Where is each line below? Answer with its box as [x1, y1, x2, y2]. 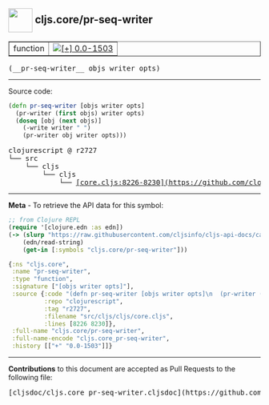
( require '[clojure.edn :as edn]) [8, 223, 124, 232]
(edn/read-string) [22, 238, 84, 247]
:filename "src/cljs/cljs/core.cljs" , [43, 312, 174, 320]
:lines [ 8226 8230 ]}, [43, 319, 116, 328]
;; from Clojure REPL [8, 216, 81, 224]
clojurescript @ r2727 [8, 146, 98, 155]
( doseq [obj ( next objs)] [15, 117, 102, 125]
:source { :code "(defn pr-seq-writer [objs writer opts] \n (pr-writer [11, 290, 256, 299]
